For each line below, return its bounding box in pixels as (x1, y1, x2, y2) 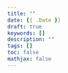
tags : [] (7, 42, 33, 49)
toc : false (7, 49, 39, 56)
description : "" (7, 36, 55, 43)
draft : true (7, 23, 42, 30)
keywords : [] (7, 29, 46, 37)
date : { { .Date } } (7, 17, 61, 24)
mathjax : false (7, 56, 52, 63)
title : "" (7, 10, 36, 17)
